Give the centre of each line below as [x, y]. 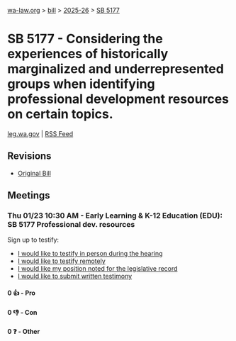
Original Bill [34, 173]
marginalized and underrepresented [116, 69]
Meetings [29, 195]
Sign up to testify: [33, 240]
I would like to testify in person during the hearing [90, 254]
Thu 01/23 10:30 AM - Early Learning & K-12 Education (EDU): [115, 216]
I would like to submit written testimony [75, 276]
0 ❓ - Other [24, 332]
